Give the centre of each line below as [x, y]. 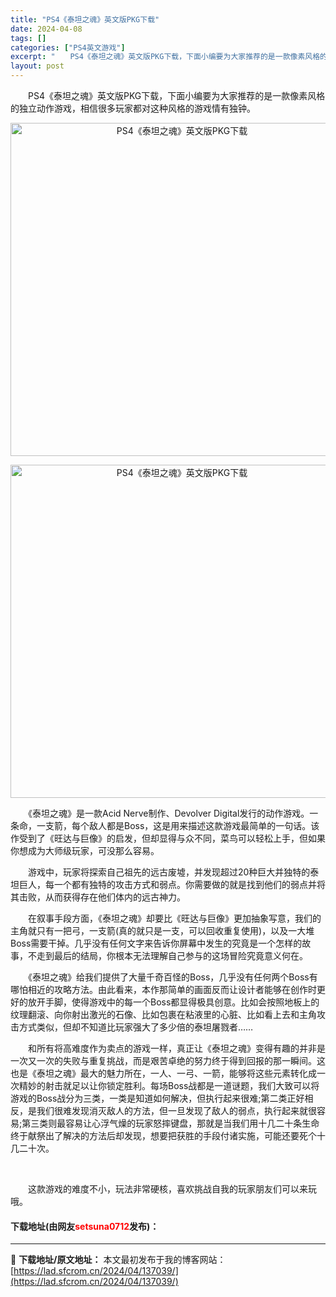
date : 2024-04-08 [46, 29]
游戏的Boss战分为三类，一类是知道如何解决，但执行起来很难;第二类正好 [157, 1098]
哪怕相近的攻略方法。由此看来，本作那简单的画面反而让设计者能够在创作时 [163, 989]
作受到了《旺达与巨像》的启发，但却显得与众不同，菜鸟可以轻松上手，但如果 [168, 838]
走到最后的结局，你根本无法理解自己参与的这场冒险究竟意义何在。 [172, 955]
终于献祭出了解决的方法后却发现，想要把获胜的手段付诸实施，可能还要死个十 [168, 1135]
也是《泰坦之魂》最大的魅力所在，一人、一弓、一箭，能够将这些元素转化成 [163, 1073]
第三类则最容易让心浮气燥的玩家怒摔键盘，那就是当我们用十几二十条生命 [170, 1123]
